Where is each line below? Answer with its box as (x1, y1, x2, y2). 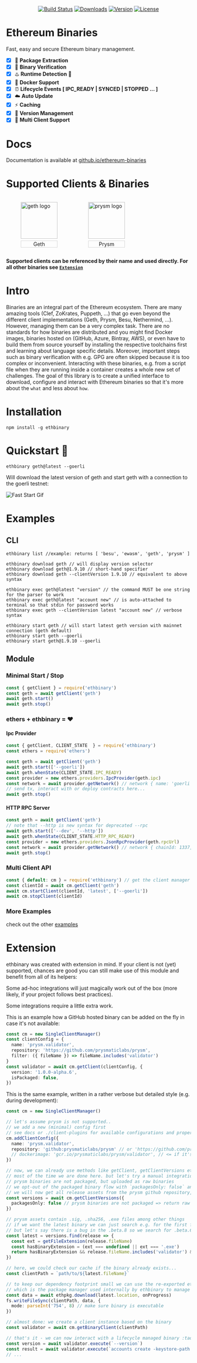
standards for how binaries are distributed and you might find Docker (6, 329, 173, 336)
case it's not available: (6, 1020, 60, 1027)
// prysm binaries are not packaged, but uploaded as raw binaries (6, 1178, 175, 1185)
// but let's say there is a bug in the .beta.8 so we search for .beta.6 (6, 1227, 193, 1233)
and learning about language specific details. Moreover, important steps (6, 347, 180, 354)
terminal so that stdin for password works (6, 602, 114, 608)
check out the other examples (6, 921, 78, 928)
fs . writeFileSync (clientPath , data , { (6, 1297, 101, 1304)
